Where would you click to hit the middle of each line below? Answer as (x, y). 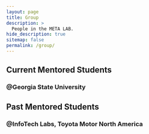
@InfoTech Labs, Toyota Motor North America (74, 124)
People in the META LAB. (43, 29)
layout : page (23, 12)
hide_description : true (36, 34)
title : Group (23, 18)
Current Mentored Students (59, 70)
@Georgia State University (46, 87)
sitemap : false (25, 40)
